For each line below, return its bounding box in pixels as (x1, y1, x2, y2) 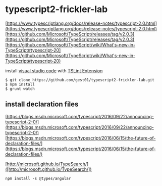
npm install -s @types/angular (5, 176, 71, 181)
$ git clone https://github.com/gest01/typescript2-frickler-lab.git (5, 77, 155, 82)
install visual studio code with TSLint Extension (5, 67, 103, 74)
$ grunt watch (5, 86, 35, 91)
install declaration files (5, 100, 79, 109)
